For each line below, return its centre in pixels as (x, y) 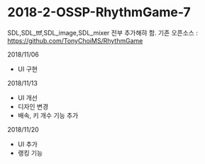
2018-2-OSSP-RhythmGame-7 (99, 12)
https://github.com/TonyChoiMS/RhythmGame (75, 40)
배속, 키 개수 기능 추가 (48, 115)
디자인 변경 (33, 106)
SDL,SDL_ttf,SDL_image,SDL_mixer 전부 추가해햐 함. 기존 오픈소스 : (103, 33)
